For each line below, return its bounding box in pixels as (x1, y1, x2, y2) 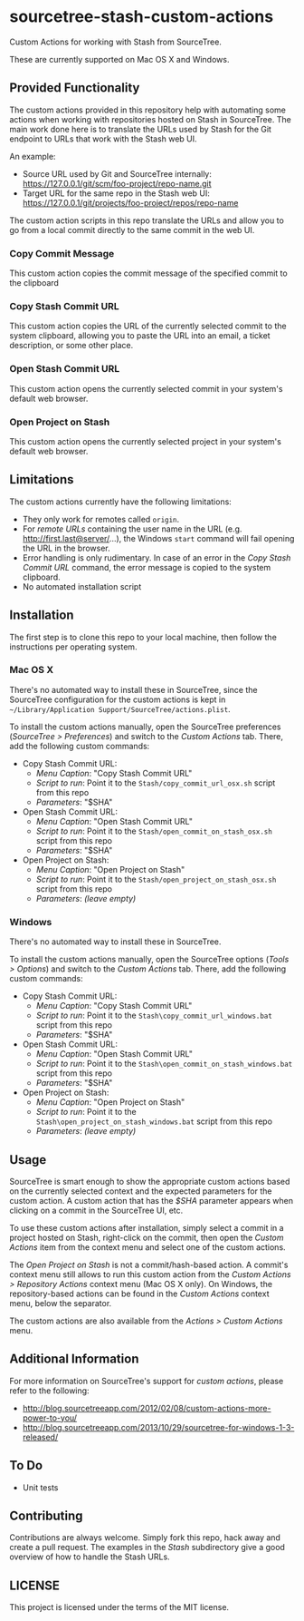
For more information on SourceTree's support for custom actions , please (9, 1375, 284, 1386)
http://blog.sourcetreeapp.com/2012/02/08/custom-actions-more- (22, 1402, 271, 1413)
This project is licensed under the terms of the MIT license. (9, 1602, 229, 1613)
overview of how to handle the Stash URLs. (9, 1551, 170, 1562)
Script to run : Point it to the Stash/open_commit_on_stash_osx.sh (35, 825, 273, 836)
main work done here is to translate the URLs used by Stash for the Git (9, 123, 271, 134)
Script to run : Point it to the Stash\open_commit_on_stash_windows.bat (35, 1059, 293, 1069)
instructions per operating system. (9, 641, 138, 652)
